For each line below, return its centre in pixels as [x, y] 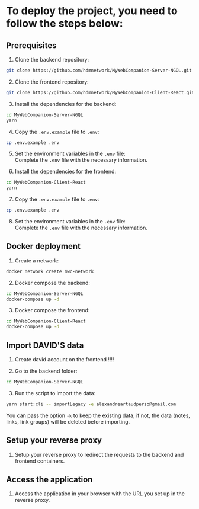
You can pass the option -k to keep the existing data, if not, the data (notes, [98, 415]
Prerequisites [31, 45]
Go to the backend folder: [46, 371]
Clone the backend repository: [52, 60]
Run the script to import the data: [55, 393]
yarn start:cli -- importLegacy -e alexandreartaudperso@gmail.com [91, 404]
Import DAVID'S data [45, 345]
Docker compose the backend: [52, 283]
